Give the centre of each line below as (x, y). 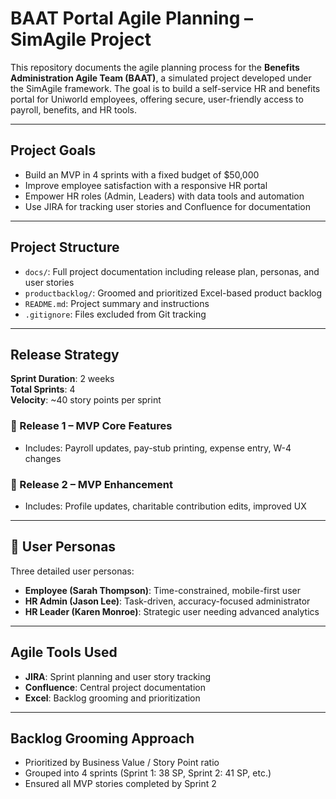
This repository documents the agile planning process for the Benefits (155, 67)
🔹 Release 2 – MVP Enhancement (91, 484)
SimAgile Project (81, 39)
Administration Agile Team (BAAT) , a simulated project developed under (161, 78)
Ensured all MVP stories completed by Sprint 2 (120, 784)
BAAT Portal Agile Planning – (132, 18)
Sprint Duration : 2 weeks (62, 379)
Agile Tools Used (64, 652)
